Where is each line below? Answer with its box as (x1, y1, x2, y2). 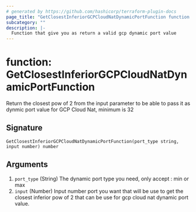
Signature (6, 123, 43, 133)
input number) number (6, 143, 59, 149)
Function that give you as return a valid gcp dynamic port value (11, 30, 177, 36)
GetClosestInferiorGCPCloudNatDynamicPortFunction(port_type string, (6, 138, 180, 144)
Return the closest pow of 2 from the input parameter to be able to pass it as (6, 100, 191, 107)
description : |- (6, 25, 46, 31)
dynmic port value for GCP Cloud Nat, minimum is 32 (6, 106, 134, 113)
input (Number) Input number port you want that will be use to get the (14, 187, 184, 194)
